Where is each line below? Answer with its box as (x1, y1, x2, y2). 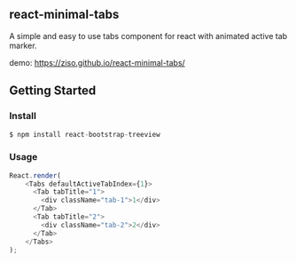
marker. (9, 40, 37, 51)
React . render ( (9, 171, 62, 180)
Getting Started (9, 84, 97, 99)
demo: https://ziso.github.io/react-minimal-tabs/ (9, 57, 186, 68)
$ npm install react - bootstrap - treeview (9, 130, 161, 139)
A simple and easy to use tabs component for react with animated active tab (9, 30, 288, 41)
